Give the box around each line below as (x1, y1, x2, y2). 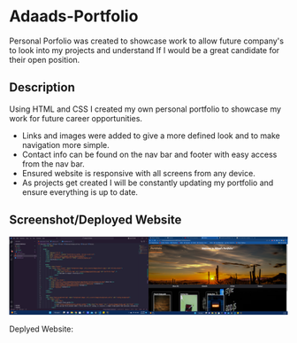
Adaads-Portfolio (9, 6, 139, 27)
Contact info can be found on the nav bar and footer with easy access (21, 149, 278, 160)
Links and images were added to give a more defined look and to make (21, 130, 280, 141)
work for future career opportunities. (9, 113, 143, 123)
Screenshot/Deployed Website (9, 213, 182, 228)
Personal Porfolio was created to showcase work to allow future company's (9, 35, 285, 46)
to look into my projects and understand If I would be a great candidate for (9, 44, 280, 55)
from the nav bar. (21, 158, 86, 169)
